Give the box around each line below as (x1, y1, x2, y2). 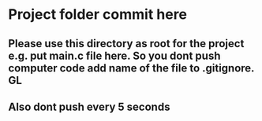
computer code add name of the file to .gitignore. (8, 61, 255, 75)
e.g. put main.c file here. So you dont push (8, 49, 221, 62)
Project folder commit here (8, 5, 188, 24)
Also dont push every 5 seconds (8, 100, 170, 113)
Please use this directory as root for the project (8, 37, 245, 50)
